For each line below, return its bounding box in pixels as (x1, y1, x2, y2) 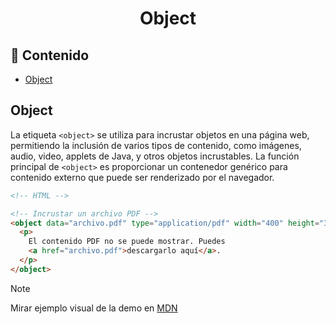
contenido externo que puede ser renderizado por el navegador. (10, 171, 275, 183)
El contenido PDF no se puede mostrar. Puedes (28, 237, 226, 247)
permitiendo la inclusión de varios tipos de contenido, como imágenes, (10, 139, 302, 151)
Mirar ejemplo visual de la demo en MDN (10, 302, 178, 314)
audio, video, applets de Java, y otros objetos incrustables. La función (10, 150, 300, 162)
